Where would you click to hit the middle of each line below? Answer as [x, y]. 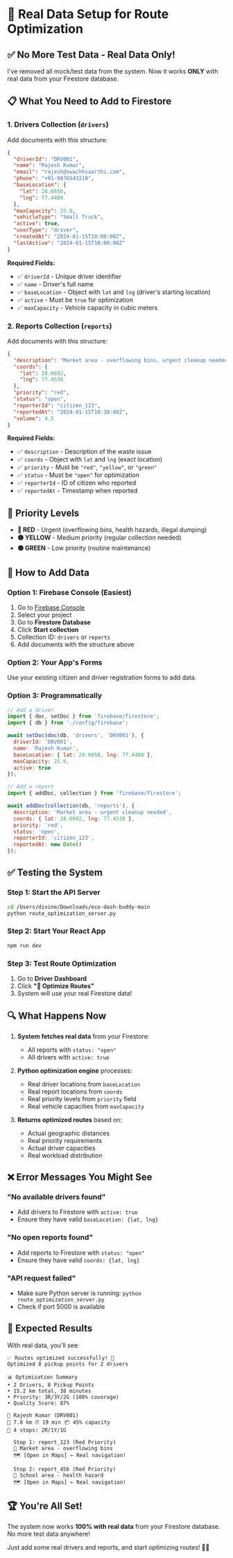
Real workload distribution [65, 1155]
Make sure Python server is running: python [79, 1293]
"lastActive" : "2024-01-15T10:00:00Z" [70, 243]
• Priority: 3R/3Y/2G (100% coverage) [63, 1397]
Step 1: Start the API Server [54, 893]
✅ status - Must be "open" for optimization [78, 475]
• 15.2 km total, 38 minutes [49, 1391]
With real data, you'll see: [43, 1345]
